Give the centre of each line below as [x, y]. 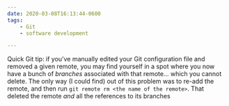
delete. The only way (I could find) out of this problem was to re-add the [111, 82]
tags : [15, 20]
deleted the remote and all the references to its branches [89, 96]
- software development [54, 33]
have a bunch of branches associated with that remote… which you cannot [114, 74]
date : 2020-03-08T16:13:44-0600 [54, 14]
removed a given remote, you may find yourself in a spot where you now [111, 66]
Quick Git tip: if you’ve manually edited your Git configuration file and [106, 59]
